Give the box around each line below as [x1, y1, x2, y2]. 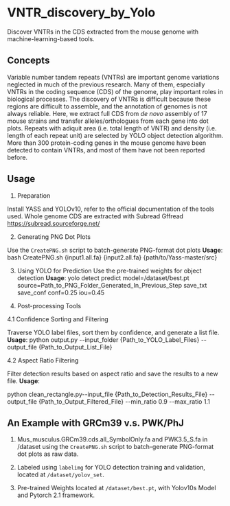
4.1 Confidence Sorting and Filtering [7, 314, 108, 323]
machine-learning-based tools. [7, 34, 95, 43]
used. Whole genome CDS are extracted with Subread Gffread [7, 211, 184, 220]
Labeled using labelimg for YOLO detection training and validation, [16, 463, 206, 472]
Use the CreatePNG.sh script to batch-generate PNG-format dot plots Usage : [7, 246, 223, 254]
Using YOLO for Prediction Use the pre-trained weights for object [16, 266, 202, 275]
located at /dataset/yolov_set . [16, 470, 104, 479]
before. [7, 153, 28, 161]
